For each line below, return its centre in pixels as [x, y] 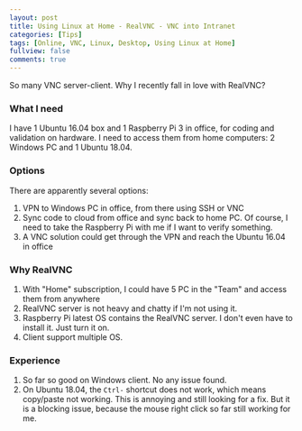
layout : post [34, 18]
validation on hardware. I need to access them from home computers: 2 [142, 138]
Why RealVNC [41, 270]
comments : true [38, 60]
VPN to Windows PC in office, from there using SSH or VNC [133, 207]
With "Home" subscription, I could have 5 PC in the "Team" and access [154, 289]
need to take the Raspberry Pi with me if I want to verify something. [147, 227]
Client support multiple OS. [73, 337]
